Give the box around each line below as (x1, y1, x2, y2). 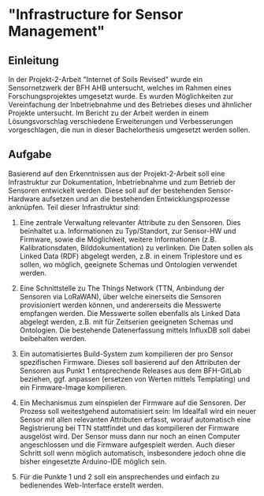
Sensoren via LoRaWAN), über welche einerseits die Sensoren (19, 291, 222, 301)
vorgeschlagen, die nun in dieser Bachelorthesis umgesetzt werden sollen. (8, 125, 251, 134)
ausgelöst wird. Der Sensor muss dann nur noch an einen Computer (19, 431, 240, 441)
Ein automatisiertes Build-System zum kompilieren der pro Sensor (19, 349, 234, 359)
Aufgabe (8, 148, 52, 161)
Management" (8, 22, 105, 40)
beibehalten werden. (19, 333, 87, 343)
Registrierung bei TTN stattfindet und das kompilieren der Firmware (19, 423, 240, 432)
